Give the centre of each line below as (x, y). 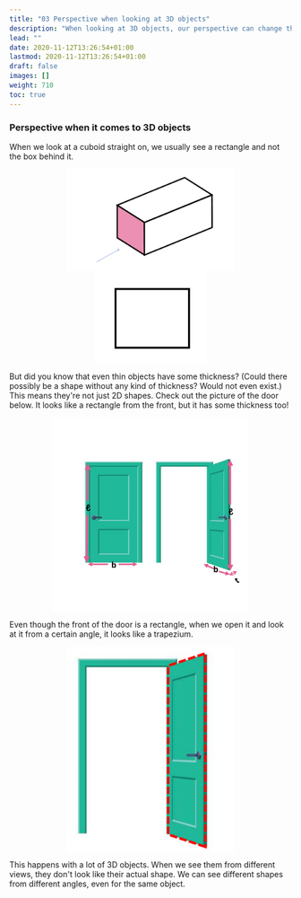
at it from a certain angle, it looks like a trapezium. (101, 634)
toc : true (28, 94)
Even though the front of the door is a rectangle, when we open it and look (146, 624)
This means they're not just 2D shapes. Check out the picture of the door (144, 396)
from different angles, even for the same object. (97, 884)
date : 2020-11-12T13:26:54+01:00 (72, 48)
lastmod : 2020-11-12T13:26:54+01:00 (77, 57)
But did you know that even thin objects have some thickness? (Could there (149, 376)
